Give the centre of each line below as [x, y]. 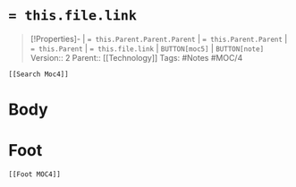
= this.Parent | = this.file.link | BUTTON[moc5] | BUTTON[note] [147, 48]
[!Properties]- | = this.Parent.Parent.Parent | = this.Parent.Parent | [159, 38]
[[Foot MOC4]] [35, 174]
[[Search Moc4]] [38, 74]
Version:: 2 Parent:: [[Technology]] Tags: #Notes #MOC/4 [136, 57]
